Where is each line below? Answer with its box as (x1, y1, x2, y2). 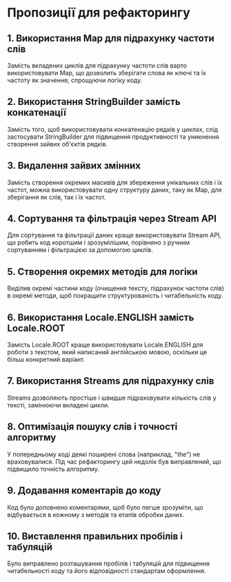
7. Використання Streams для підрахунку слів (7, 375, 214, 387)
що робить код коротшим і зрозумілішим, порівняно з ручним (7, 238, 190, 246)
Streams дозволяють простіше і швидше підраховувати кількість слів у (7, 394, 217, 402)
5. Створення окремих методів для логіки (7, 266, 198, 278)
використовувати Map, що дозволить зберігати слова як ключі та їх (7, 69, 207, 77)
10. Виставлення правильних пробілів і (7, 530, 183, 542)
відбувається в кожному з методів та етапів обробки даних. (7, 510, 185, 518)
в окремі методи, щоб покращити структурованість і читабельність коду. (7, 291, 223, 300)
